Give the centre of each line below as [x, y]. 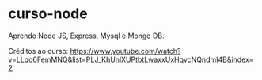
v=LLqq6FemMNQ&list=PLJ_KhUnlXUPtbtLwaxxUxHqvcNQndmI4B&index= [131, 59]
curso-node [48, 14]
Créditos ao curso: [38, 51]
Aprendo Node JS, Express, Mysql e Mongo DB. [86, 36]
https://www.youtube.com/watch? [125, 51]
